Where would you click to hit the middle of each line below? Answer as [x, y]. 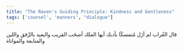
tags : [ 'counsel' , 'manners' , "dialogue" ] [60, 17]
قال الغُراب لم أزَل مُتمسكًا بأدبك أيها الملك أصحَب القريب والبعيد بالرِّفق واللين [91, 34]
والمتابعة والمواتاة [26, 40]
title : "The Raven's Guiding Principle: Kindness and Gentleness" [90, 12]
